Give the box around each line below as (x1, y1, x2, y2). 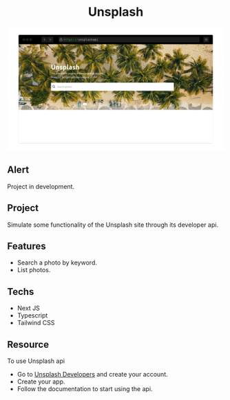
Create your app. (17, 377, 65, 386)
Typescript (17, 311, 48, 320)
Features (7, 240, 46, 252)
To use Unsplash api (7, 357, 65, 365)
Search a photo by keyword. (17, 258, 98, 267)
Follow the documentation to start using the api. (17, 384, 153, 392)
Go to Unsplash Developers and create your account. (17, 370, 169, 378)
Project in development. (7, 182, 74, 190)
